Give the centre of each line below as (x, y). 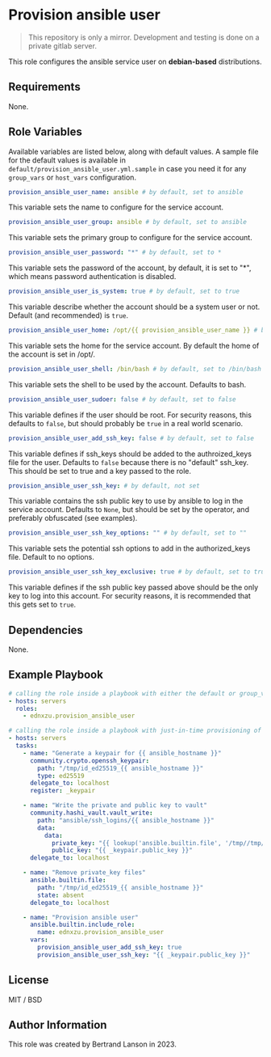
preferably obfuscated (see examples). (73, 518)
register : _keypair (62, 791)
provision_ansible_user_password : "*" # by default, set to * (115, 252)
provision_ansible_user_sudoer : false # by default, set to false (122, 399)
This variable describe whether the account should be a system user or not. (134, 307)
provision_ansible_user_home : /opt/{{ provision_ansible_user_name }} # (133, 330)
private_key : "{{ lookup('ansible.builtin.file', (136, 843)
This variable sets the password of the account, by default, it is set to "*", (130, 268)
